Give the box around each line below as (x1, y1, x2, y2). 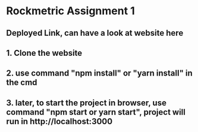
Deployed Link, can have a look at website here (6, 28, 184, 38)
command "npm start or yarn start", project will (6, 107, 186, 117)
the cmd (6, 77, 37, 87)
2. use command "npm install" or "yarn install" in (6, 68, 193, 78)
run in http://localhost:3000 (6, 116, 113, 126)
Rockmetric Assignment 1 (6, 4, 135, 18)
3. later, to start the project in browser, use (6, 98, 166, 108)
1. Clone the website (6, 48, 83, 58)
